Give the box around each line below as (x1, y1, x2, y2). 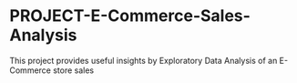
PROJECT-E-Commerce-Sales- (9, 5, 251, 26)
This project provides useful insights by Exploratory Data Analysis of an (9, 55, 278, 66)
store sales (53, 65, 95, 76)
